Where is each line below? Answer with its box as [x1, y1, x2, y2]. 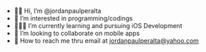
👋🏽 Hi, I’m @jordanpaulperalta [13, 7, 102, 15]
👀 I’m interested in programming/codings [13, 14, 133, 22]
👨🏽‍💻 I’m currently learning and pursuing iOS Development [13, 22, 183, 30]
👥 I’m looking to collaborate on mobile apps [13, 29, 140, 37]
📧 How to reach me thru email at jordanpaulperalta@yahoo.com [13, 37, 199, 45]
